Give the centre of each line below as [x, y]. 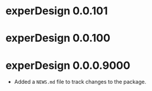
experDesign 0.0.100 [58, 38]
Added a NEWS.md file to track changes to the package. [80, 82]
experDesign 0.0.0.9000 [68, 65]
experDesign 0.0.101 [57, 11]
